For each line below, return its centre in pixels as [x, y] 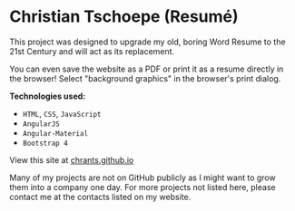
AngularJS [41, 124]
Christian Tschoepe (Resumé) [124, 17]
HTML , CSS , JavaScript [62, 113]
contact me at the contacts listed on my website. [100, 197]
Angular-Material [55, 133]
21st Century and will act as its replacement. [92, 51]
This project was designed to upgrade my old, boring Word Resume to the [147, 42]
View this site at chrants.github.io [72, 159]
